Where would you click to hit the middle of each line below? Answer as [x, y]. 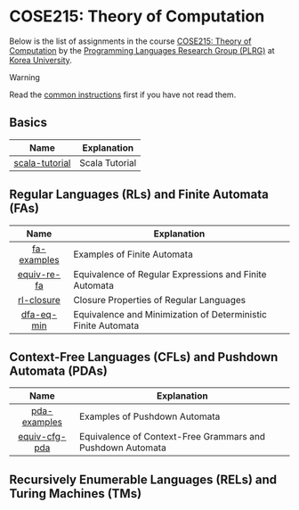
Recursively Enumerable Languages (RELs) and [143, 479]
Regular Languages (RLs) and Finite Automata [139, 195]
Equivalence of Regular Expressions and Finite [170, 274]
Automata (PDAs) [59, 370]
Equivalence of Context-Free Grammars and [172, 437]
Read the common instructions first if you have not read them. [123, 95]
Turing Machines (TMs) [76, 494]
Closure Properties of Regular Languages [160, 300]
